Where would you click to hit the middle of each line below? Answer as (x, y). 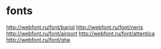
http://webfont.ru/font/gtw (38, 40)
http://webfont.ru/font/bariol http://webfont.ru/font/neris (75, 27)
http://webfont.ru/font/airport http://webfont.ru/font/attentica (80, 33)
